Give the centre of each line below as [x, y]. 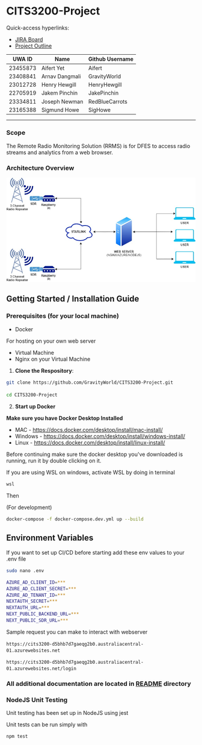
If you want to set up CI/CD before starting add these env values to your [95, 552]
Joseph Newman [62, 101]
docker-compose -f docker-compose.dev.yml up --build [75, 519]
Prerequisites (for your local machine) [63, 316]
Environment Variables [50, 538]
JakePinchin [103, 93]
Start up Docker [35, 407]
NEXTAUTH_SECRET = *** [32, 601]
